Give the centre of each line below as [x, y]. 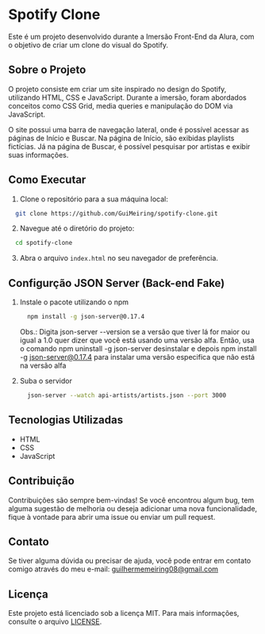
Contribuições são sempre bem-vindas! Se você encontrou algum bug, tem [131, 500]
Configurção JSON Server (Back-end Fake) [117, 283]
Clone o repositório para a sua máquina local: [94, 199]
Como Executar [47, 180]
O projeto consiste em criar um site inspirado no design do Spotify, [117, 89]
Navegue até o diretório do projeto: [77, 228]
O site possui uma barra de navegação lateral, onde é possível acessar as [129, 129]
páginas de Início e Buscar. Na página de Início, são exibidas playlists [121, 138]
